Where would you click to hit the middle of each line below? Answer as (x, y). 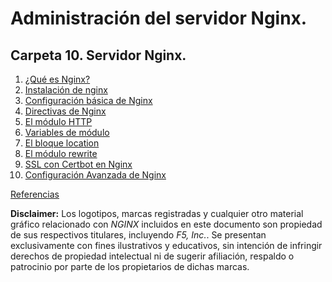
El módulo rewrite (61, 153)
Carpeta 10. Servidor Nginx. (98, 55)
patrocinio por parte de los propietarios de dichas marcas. (130, 266)
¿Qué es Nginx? (57, 79)
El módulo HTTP (58, 121)
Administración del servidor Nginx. (159, 18)
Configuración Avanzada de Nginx (95, 175)
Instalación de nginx (66, 90)
